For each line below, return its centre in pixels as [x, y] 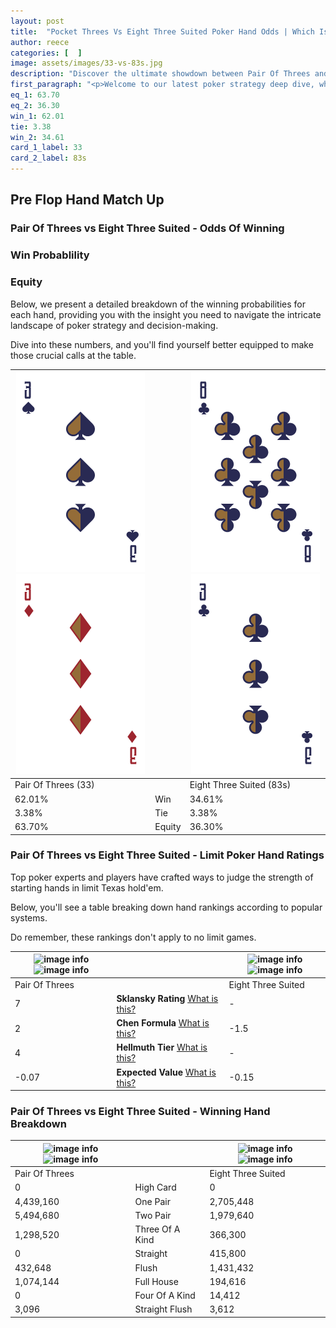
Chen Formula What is [163, 1023]
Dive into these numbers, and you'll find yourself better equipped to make [162, 344]
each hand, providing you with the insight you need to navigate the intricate [166, 314]
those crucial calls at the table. [73, 355]
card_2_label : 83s [48, 158]
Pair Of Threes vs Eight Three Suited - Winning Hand [140, 1111]
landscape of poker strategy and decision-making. [114, 325]
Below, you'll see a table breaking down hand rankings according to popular [166, 907]
